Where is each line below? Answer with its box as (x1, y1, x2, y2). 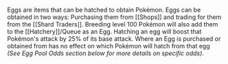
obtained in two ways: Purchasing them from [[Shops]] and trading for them (7, 13, 222, 21)
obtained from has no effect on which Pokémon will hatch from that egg (7, 42, 211, 50)
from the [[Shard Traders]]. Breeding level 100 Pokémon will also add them (7, 20, 218, 28)
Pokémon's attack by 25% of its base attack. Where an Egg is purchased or (7, 35, 221, 43)
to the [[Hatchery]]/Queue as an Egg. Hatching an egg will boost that (7, 27, 202, 35)
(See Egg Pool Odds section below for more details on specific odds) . (7, 49, 205, 57)
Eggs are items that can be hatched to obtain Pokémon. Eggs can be (7, 6, 201, 14)
